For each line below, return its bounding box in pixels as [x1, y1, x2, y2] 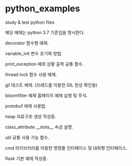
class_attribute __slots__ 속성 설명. [5, 124, 73, 130]
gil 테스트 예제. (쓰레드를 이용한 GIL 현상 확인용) [5, 82, 98, 88]
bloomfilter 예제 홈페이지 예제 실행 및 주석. [5, 92, 88, 98]
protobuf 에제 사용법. [5, 103, 47, 109]
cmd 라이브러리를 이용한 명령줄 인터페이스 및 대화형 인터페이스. [5, 145, 128, 151]
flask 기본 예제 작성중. [5, 155, 48, 161]
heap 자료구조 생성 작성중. [5, 113, 56, 119]
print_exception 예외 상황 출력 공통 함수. [5, 61, 84, 67]
